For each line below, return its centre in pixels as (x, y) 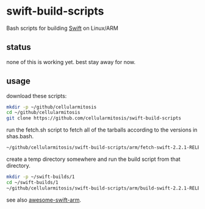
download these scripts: (37, 96)
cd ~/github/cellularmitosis (43, 113)
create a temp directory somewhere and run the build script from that (94, 159)
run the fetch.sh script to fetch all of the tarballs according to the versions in (102, 130)
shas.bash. (20, 136)
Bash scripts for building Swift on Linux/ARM (63, 28)
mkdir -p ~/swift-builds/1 (41, 177)
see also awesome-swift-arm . (44, 200)
